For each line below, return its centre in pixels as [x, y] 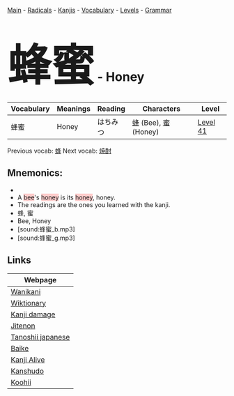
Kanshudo [27, 371]
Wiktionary [29, 303]
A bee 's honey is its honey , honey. [67, 197]
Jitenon [23, 326]
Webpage [40, 280]
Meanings [73, 109]
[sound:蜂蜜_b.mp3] [46, 229]
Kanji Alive [28, 360]
